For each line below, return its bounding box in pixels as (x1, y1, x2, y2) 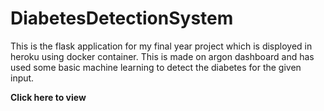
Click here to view (10, 91, 87, 103)
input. (10, 72, 35, 84)
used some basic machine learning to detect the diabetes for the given (10, 61, 302, 73)
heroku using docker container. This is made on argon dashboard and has (10, 50, 315, 62)
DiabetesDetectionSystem (10, 7, 234, 30)
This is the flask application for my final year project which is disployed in (10, 40, 313, 52)
